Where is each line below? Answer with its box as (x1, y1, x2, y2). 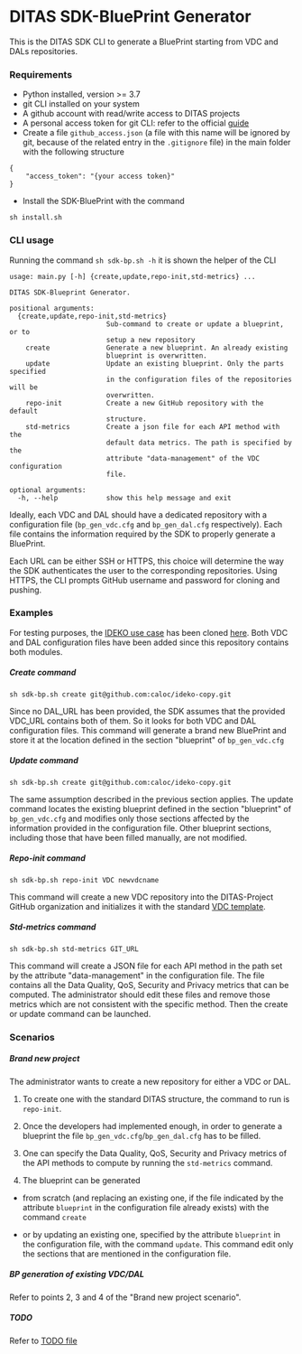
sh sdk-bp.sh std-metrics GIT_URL (9, 944, 140, 954)
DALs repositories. (9, 45, 78, 56)
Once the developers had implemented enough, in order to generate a (22, 1120, 282, 1131)
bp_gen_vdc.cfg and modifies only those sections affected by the (9, 813, 250, 824)
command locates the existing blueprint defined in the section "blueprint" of (9, 803, 291, 814)
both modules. (9, 646, 63, 657)
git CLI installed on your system (22, 98, 140, 109)
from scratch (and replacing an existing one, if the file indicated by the (22, 1192, 284, 1203)
